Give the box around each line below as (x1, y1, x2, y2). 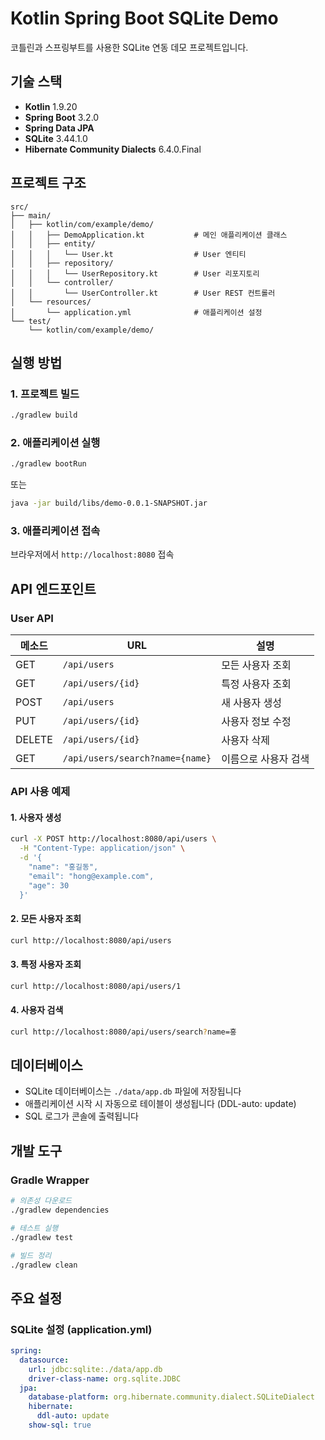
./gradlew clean (10, 1260, 78, 1270)
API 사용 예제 (10, 785, 71, 799)
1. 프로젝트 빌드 (10, 387, 80, 401)
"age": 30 (28, 880, 70, 891)
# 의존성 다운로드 (10, 1196, 73, 1206)
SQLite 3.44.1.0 (24, 132, 88, 144)
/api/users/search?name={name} (62, 753, 212, 764)
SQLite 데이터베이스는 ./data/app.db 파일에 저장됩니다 (24, 1085, 242, 1097)
